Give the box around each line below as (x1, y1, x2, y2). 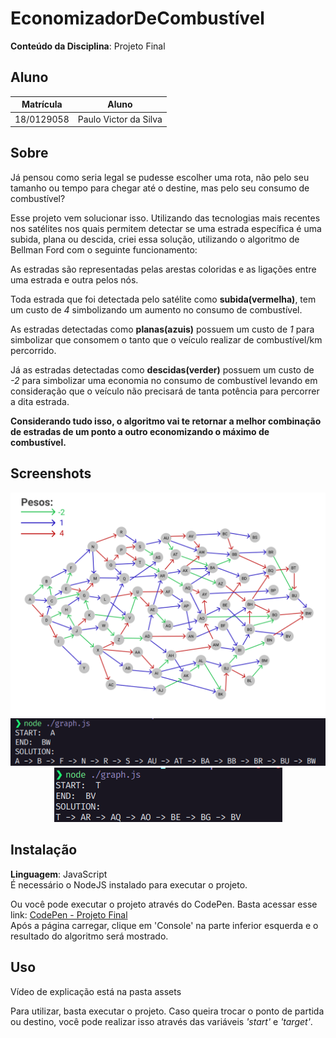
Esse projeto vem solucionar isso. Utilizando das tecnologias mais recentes (10, 212, 321, 224)
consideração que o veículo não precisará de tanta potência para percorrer (10, 385, 320, 397)
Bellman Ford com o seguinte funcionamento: (10, 243, 198, 256)
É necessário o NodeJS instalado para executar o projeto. (10, 878, 248, 891)
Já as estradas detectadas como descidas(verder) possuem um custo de (10, 363, 315, 376)
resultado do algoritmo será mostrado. (10, 930, 169, 942)
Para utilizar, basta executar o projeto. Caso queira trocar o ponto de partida (10, 1005, 325, 1017)
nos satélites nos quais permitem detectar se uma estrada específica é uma (10, 222, 322, 234)
